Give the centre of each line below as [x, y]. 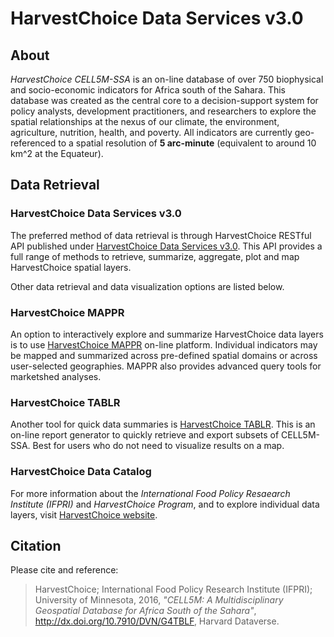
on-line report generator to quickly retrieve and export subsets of [145, 435]
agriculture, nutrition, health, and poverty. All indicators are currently [151, 132]
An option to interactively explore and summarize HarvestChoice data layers [167, 334]
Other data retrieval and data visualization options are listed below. [147, 286]
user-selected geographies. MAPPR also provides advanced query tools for [166, 366]
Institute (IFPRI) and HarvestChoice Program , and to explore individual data [165, 504]
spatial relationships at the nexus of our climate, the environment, [145, 121]
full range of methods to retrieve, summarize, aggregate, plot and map [155, 256]
